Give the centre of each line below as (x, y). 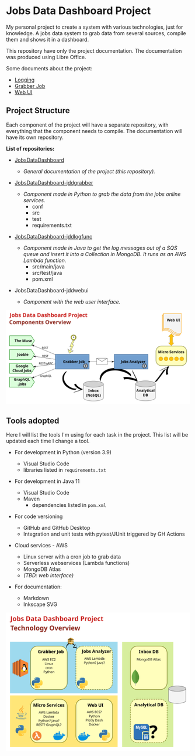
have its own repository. (35, 137)
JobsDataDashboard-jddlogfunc (53, 236)
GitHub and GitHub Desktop (57, 528)
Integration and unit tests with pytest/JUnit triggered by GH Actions (104, 534)
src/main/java (48, 266)
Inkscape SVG (40, 604)
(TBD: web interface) (48, 575)
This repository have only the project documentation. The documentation (94, 50)
